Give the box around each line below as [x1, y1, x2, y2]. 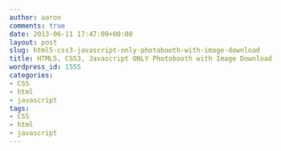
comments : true [9, 21, 66, 30]
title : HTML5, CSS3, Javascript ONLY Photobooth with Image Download [9, 54, 273, 63]
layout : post [9, 37, 58, 47]
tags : [9, 104, 29, 113]
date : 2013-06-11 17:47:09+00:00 [9, 29, 133, 38]
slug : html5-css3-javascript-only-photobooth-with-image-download [9, 46, 261, 55]
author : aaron [9, 12, 62, 22]
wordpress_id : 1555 [9, 63, 82, 72]
